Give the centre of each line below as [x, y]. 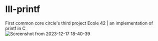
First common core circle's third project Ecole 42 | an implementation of [79, 23]
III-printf [23, 9]
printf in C [15, 28]
